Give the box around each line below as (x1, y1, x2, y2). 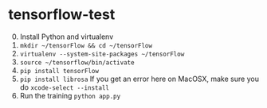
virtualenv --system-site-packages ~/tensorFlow (19, 50, 185, 58)
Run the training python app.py (19, 91, 121, 100)
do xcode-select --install (19, 82, 110, 92)
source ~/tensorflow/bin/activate (19, 58, 135, 67)
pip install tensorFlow (19, 67, 100, 75)
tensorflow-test (8, 6, 116, 24)
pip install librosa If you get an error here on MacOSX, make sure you (19, 74, 259, 83)
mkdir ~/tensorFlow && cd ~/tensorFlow (19, 41, 153, 49)
